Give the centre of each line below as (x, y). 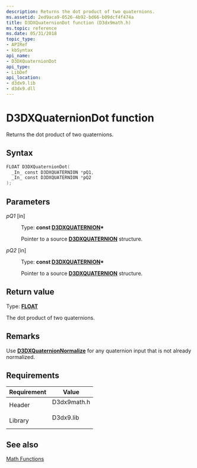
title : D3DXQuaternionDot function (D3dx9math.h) (69, 23)
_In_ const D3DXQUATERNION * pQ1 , (53, 172)
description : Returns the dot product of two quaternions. (81, 12)
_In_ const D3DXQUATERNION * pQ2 (52, 178)
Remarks (23, 336)
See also (22, 445)
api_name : (18, 56)
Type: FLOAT (22, 306)
